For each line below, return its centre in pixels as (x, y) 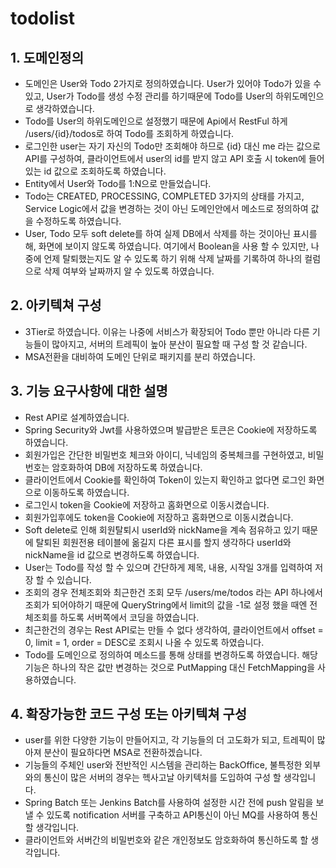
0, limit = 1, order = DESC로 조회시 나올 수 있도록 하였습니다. (144, 642)
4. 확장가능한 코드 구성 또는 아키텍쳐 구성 (129, 714)
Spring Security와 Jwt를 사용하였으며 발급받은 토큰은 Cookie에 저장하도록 (171, 429)
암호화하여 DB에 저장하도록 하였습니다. (127, 467)
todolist (43, 18)
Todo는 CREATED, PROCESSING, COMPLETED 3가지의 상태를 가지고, (164, 196)
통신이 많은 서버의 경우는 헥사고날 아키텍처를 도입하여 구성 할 (162, 778)
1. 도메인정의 (47, 57)
